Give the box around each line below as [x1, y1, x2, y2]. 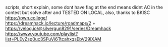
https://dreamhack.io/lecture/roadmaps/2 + [5, 20, 96, 26]
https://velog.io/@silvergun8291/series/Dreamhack [5, 25, 111, 31]
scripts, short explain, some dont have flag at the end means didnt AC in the [5, 4, 163, 10]
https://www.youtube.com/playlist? [5, 31, 78, 36]
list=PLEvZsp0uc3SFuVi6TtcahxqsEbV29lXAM [5, 36, 102, 42]
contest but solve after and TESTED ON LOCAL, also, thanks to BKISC [5, 9, 150, 15]
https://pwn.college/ [5, 15, 47, 20]
